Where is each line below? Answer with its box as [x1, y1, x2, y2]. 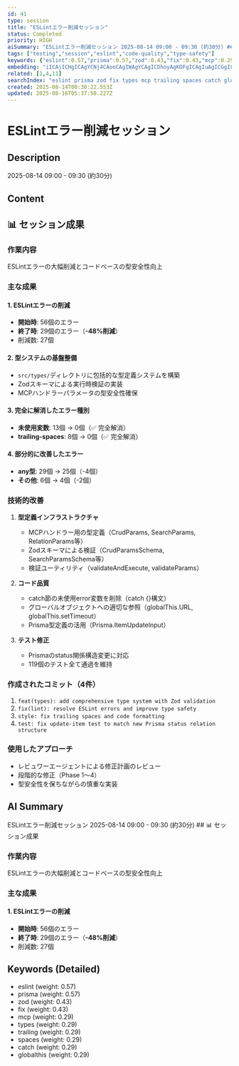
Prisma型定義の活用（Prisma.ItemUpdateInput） [28, 621, 170, 629]
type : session [7, 17, 50, 24]
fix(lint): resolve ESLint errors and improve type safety [17, 705, 197, 713]
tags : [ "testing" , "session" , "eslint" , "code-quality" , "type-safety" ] [7, 51, 215, 58]
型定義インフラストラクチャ [17, 513, 99, 522]
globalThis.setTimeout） [28, 612, 100, 621]
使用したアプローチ [7, 744, 73, 754]
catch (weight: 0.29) [17, 1042, 78, 1051]
